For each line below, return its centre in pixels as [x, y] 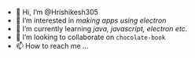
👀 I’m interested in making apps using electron [91, 20]
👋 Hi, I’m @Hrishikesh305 [57, 12]
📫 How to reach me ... [52, 46]
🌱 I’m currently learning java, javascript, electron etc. [101, 29]
